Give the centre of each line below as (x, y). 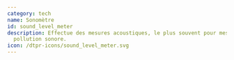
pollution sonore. (40, 39)
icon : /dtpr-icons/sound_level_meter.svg (68, 46)
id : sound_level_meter (40, 26)
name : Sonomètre (31, 20)
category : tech (29, 13)
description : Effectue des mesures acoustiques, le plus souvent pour (112, 33)
